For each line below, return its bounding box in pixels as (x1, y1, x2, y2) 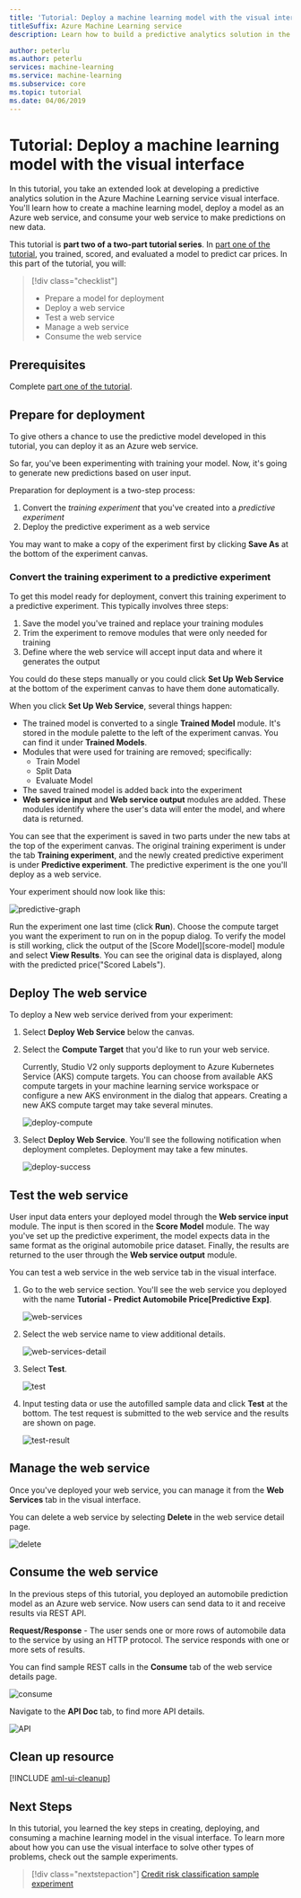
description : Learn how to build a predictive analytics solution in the (9, 30, 291, 39)
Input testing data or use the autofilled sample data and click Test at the (21, 1398, 288, 1408)
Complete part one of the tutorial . (9, 381, 133, 392)
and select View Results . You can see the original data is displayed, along (9, 949, 282, 961)
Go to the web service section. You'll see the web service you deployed (21, 1284, 287, 1294)
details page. (9, 1671, 57, 1682)
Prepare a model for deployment (44, 293, 165, 304)
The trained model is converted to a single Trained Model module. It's (21, 718, 281, 728)
